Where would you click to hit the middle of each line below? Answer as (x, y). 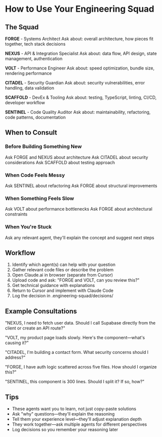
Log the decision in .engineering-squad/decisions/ (63, 296)
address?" (15, 357)
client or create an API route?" (35, 328)
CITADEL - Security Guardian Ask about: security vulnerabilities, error (75, 83)
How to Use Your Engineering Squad (80, 9)
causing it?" (17, 343)
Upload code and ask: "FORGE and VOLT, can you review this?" (76, 280)
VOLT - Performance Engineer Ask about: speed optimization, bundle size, (80, 68)
